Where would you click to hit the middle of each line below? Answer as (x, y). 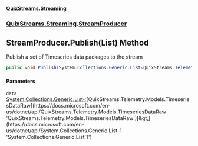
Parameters (21, 81)
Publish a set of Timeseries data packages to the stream (75, 57)
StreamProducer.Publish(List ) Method (77, 42)
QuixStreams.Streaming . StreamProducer (67, 24)
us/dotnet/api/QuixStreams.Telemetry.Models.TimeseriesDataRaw (86, 112)
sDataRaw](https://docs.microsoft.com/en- (58, 106)
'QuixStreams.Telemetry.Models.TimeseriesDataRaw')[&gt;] (78, 118)
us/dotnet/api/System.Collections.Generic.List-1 (64, 131)
